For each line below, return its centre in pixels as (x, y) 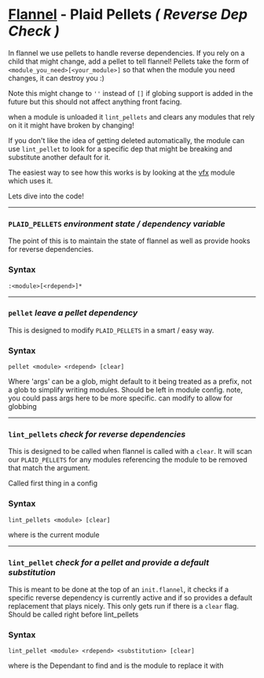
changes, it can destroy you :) (56, 78)
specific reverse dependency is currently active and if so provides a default (130, 598)
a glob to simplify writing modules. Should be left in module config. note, (126, 390)
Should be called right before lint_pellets (73, 614)
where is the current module (54, 534)
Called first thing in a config (53, 483)
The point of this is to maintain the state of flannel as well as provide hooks (129, 241)
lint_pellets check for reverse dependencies (97, 434)
